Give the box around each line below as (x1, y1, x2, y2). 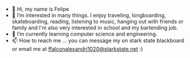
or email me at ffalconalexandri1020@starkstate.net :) (11, 46, 144, 52)
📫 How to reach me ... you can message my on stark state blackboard (11, 37, 185, 44)
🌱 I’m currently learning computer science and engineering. (11, 30, 157, 37)
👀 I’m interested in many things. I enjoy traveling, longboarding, (11, 12, 166, 19)
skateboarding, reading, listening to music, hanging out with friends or (11, 18, 184, 25)
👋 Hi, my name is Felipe (11, 6, 69, 12)
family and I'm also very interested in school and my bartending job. (11, 24, 178, 31)
